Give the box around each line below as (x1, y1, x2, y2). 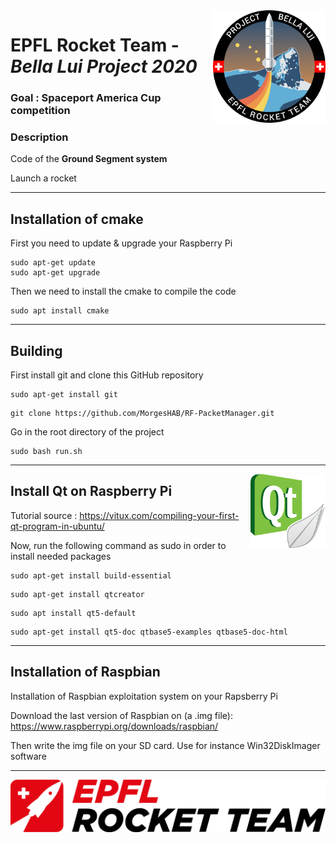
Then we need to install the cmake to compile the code (10, 285, 237, 298)
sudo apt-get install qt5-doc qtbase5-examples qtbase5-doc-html (10, 627, 288, 637)
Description (10, 130, 69, 144)
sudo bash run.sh (10, 447, 83, 457)
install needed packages (10, 550, 112, 562)
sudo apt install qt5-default (10, 608, 137, 618)
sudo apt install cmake (10, 306, 110, 316)
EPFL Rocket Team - (10, 34, 180, 57)
